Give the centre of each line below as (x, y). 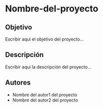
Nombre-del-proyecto (52, 9)
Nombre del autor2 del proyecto (45, 100)
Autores (18, 83)
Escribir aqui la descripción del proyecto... (48, 67)
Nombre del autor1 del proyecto (45, 94)
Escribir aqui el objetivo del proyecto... (45, 39)
